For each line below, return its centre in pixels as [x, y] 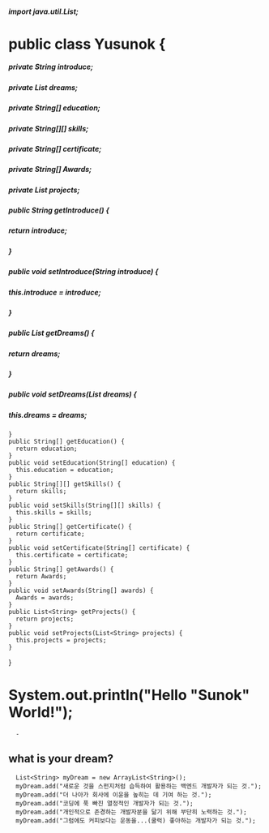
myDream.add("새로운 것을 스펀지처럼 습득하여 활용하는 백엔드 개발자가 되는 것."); [139, 786]
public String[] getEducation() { [67, 442]
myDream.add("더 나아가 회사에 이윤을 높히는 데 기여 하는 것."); [114, 795]
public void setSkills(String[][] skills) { [85, 506]
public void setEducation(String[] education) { [92, 463]
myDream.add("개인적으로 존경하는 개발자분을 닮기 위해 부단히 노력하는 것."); [131, 812]
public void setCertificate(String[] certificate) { [99, 548]
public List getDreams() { [51, 333]
